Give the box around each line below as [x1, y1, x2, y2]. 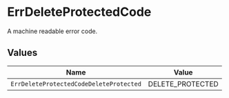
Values [7, 47, 38, 59]
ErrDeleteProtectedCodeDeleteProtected [10, 80, 141, 88]
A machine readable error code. [7, 27, 98, 35]
